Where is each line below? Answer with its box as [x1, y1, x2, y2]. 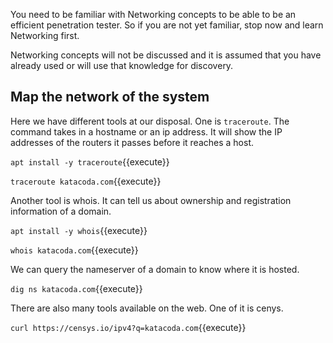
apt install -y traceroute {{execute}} [10, 155, 170, 168]
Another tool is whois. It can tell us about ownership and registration [10, 194, 292, 206]
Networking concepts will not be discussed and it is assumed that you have [10, 49, 322, 61]
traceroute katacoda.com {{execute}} [10, 175, 162, 187]
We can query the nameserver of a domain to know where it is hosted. [10, 263, 300, 275]
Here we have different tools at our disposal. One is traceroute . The [10, 115, 290, 127]
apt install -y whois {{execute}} [10, 224, 148, 236]
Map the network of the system [10, 89, 210, 106]
